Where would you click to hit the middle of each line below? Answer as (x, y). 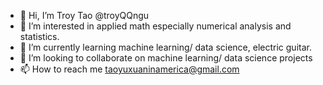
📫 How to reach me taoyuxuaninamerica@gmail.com (129, 69)
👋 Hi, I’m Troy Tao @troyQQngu (84, 15)
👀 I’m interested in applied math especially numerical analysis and (155, 26)
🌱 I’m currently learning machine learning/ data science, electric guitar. (165, 47)
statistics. (39, 36)
